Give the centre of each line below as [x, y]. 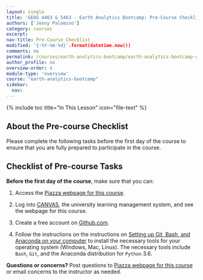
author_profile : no [31, 62]
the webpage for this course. [51, 211]
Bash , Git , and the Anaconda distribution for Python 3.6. [83, 253]
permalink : [20, 57]
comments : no [23, 51]
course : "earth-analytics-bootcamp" [52, 79]
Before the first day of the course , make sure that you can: [80, 181]
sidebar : [17, 85]
